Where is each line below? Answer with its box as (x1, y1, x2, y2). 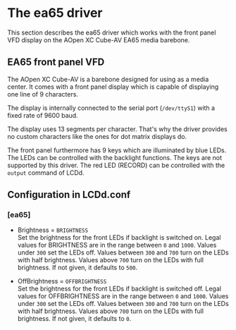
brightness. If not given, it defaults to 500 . (17, 263, 138, 272)
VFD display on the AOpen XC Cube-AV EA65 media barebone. (7, 35, 190, 44)
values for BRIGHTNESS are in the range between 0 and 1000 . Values (17, 241, 217, 250)
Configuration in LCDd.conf (7, 189, 131, 201)
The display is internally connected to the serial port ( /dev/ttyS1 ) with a (7, 104, 216, 112)
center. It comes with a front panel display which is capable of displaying (7, 82, 219, 91)
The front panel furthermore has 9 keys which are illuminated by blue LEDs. (7, 146, 227, 154)
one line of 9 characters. (7, 90, 79, 98)
